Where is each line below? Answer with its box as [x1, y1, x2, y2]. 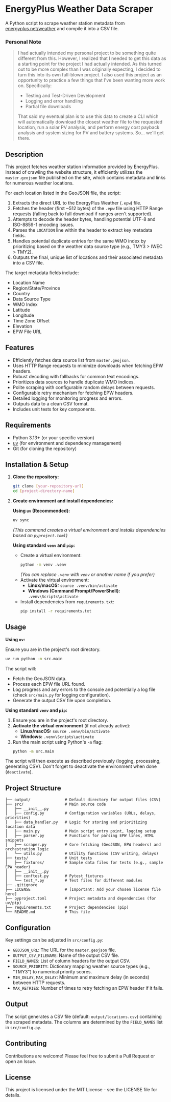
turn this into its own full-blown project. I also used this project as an [17, 72, 162, 78]
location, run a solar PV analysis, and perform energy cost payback [17, 124, 160, 131]
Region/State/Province [12, 285, 60, 291]
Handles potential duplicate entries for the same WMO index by [12, 238, 146, 244]
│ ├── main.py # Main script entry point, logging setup [5, 829, 157, 834]
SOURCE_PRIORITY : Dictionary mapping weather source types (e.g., [12, 963, 151, 969]
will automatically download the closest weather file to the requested [17, 119, 163, 125]
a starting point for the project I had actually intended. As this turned [17, 61, 162, 67]
